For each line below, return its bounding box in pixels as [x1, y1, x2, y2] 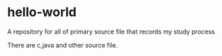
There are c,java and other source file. [7, 41, 118, 49]
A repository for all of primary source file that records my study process [7, 27, 216, 36]
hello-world [7, 4, 77, 20]
